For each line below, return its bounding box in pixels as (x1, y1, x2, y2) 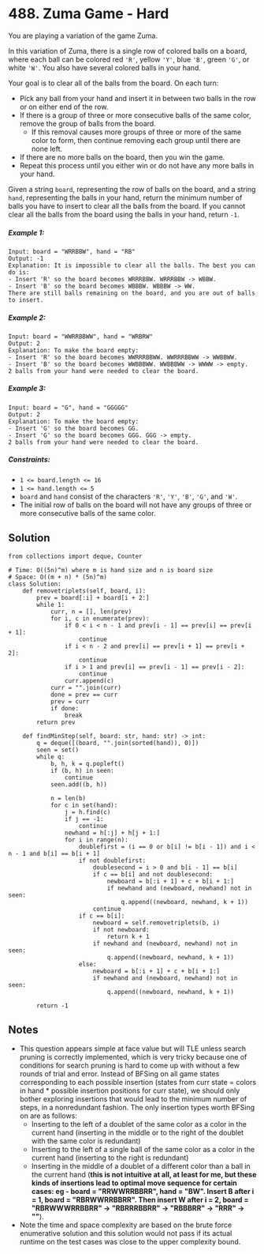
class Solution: (8, 580, 61, 588)
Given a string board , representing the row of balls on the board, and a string (8, 184, 256, 194)
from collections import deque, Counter (8, 552, 143, 560)
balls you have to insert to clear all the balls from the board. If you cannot (8, 201, 246, 210)
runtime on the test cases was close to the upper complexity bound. (19, 1237, 241, 1247)
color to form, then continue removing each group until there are (31, 135, 241, 145)
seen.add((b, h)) (50, 780, 108, 789)
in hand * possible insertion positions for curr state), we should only (19, 1086, 240, 1095)
